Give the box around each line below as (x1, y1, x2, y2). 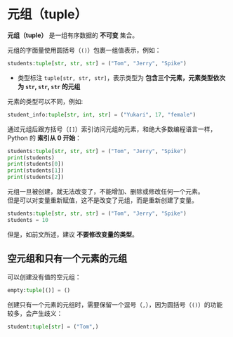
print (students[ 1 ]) (7, 167, 65, 174)
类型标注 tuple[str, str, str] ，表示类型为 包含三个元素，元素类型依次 (17, 73, 226, 81)
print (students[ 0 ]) (7, 161, 65, 168)
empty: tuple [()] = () (7, 286, 71, 293)
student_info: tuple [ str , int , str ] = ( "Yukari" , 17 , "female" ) (7, 111, 197, 118)
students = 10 (7, 216, 49, 223)
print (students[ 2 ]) (7, 173, 65, 181)
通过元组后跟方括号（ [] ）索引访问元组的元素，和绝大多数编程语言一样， (7, 124, 217, 133)
